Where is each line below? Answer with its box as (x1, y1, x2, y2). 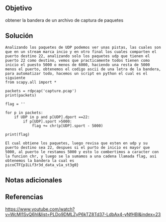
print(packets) (5, 93, 37, 98)
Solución (5, 32, 33, 40)
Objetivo (5, 4, 32, 12)
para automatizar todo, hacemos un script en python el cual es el (5, 71, 148, 76)
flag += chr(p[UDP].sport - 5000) (31, 123, 103, 128)
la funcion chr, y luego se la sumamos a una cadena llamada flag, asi (5, 154, 157, 159)
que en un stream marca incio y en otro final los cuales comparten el (5, 49, 157, 54)
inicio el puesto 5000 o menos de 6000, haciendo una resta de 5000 (5, 62, 150, 67)
